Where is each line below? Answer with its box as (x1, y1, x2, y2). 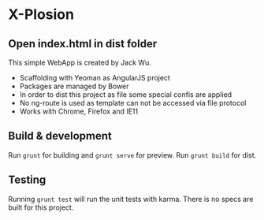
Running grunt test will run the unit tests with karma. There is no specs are (8, 194, 254, 203)
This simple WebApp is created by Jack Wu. (8, 58, 151, 67)
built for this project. (8, 203, 74, 212)
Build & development (8, 129, 112, 143)
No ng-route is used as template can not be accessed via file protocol (19, 99, 247, 107)
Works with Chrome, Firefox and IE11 (19, 106, 139, 116)
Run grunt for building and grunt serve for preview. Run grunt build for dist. (8, 150, 257, 159)
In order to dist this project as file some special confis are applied (19, 90, 232, 99)
